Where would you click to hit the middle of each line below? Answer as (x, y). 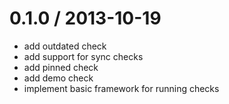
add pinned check (61, 67)
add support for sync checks (83, 56)
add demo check (58, 78)
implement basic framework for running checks (121, 88)
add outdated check (65, 46)
